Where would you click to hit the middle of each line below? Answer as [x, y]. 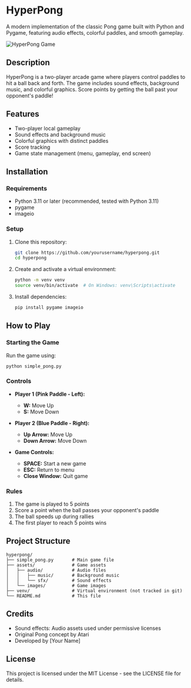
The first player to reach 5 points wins [61, 523]
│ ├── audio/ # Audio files [56, 570]
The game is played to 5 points [52, 504]
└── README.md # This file [53, 596]
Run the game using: [31, 355]
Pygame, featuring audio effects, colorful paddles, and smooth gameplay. [95, 32]
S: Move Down [41, 412]
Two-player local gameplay [48, 128]
